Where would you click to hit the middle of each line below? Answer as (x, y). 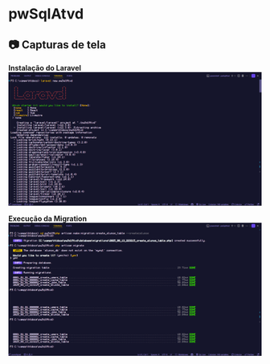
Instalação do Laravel (45, 68)
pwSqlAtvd (46, 14)
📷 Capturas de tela (57, 45)
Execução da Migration (47, 219)
